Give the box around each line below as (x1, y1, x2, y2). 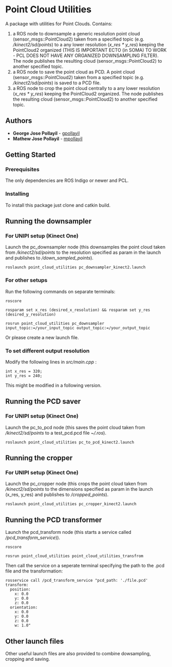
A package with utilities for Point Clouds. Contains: (5, 21, 113, 27)
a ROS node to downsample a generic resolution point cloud (12, 30, 140, 36)
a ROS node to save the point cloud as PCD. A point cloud (12, 68, 135, 75)
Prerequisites (5, 166, 40, 173)
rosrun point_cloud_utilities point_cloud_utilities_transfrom (5, 553, 144, 559)
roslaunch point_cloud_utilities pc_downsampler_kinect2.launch (5, 265, 146, 270)
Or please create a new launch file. (5, 334, 79, 340)
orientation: (10, 605, 38, 610)
